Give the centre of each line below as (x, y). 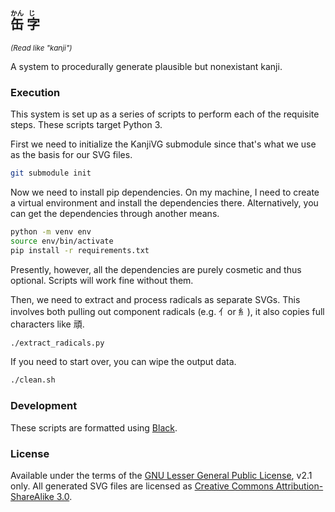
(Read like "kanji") (41, 48)
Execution (35, 92)
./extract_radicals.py (57, 343)
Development (44, 406)
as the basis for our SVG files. (71, 155)
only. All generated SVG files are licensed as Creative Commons (142, 486)
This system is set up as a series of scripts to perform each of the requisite (165, 114)
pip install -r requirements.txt (80, 250)
